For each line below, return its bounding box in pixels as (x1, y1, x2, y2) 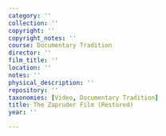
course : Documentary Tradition (8, 42, 113, 50)
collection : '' (8, 19, 59, 27)
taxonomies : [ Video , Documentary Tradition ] (8, 94, 159, 102)
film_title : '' (8, 57, 59, 65)
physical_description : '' (8, 78, 94, 86)
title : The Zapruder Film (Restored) (8, 101, 134, 109)
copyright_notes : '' (8, 34, 77, 42)
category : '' (8, 11, 52, 20)
